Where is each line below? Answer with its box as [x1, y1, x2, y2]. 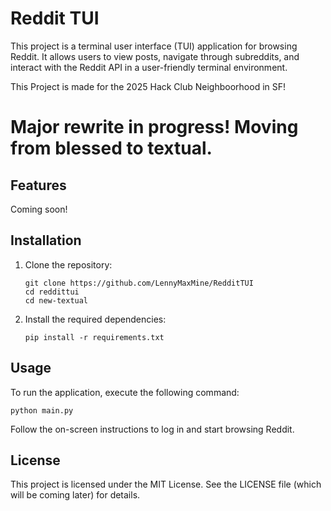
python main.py [10, 405, 74, 416]
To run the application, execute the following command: [10, 386, 240, 398]
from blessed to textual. [10, 137, 213, 160]
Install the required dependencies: [24, 313, 167, 325]
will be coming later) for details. [10, 489, 141, 501]
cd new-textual [24, 295, 89, 306]
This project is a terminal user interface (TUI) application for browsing [10, 40, 298, 52]
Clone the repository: [24, 258, 113, 271]
